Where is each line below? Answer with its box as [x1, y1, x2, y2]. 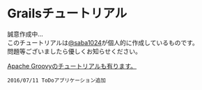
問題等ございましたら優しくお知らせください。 [7, 47, 141, 55]
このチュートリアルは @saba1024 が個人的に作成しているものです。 [7, 38, 199, 46]
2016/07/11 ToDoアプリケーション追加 [7, 77, 107, 84]
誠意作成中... [7, 30, 44, 38]
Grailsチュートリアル [7, 6, 127, 21]
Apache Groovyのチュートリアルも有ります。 [7, 62, 137, 70]
